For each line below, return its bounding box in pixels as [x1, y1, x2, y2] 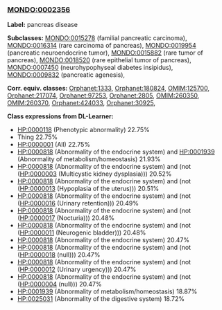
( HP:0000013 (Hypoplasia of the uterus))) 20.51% [17, 185, 160, 193]
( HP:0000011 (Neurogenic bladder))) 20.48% [17, 228, 146, 237]
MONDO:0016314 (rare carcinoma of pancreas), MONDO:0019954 [7, 42, 196, 50]
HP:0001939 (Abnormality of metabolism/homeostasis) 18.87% [17, 287, 198, 295]
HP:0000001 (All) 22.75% [17, 140, 91, 149]
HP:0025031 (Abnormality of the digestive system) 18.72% [17, 295, 185, 303]
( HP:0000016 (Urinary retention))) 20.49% [17, 199, 139, 208]
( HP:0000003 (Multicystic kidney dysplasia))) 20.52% [17, 170, 172, 178]
